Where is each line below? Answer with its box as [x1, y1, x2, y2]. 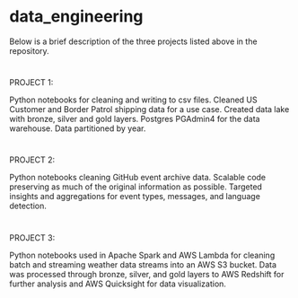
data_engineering [9, 6, 144, 27]
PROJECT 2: [9, 154, 56, 165]
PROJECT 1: [9, 77, 54, 88]
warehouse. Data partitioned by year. [9, 123, 146, 134]
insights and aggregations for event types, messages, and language [9, 191, 260, 202]
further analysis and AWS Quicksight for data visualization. [9, 278, 227, 289]
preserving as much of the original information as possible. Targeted [9, 181, 263, 192]
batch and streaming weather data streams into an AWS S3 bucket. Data [9, 259, 276, 270]
